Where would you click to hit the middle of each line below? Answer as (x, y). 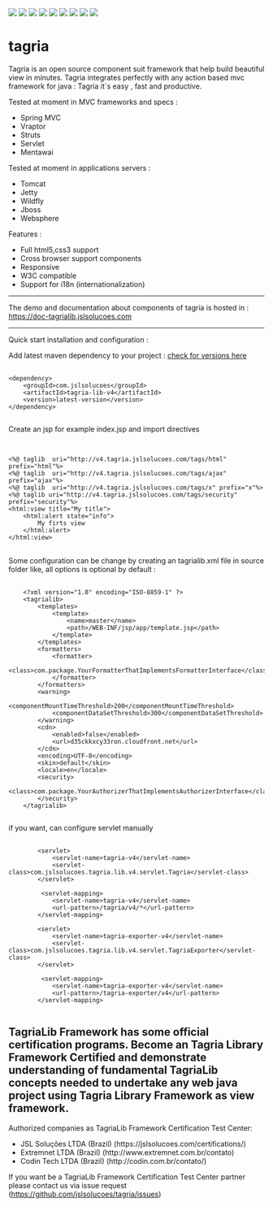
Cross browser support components (81, 258)
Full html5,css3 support (59, 250)
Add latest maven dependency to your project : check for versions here (128, 355)
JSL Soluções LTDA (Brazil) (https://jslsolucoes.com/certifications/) (133, 1144)
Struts (30, 135)
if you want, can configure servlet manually (81, 827)
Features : (25, 234)
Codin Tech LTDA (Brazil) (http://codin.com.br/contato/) (113, 1161)
